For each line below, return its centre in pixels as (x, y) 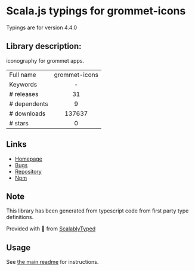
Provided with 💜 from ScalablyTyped (51, 229)
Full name (23, 75)
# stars (19, 123)
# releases (24, 94)
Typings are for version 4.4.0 (42, 27)
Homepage (29, 159)
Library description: (44, 46)
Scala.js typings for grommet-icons (96, 11)
